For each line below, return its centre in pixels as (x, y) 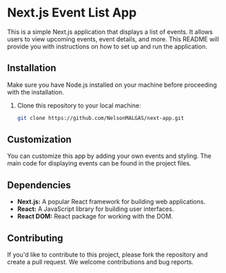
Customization (40, 140)
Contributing (35, 238)
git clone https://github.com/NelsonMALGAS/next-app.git (101, 118)
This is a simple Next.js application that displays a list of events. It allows (110, 32)
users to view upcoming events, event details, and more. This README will (113, 39)
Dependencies (39, 185)
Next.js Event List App (72, 13)
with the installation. (35, 92)
